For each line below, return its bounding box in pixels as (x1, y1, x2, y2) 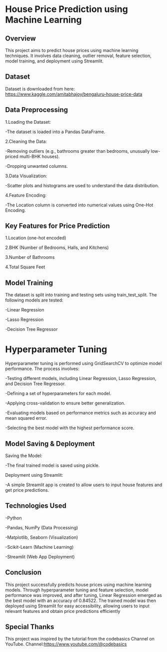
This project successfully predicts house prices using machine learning (5, 581, 152, 587)
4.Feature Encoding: (5, 192, 47, 198)
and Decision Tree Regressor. (5, 381, 66, 387)
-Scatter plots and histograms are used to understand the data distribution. (5, 182, 160, 188)
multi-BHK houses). (19, 153, 60, 159)
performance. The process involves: (5, 366, 80, 372)
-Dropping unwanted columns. (5, 163, 68, 169)
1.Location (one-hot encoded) (5, 235, 66, 241)
